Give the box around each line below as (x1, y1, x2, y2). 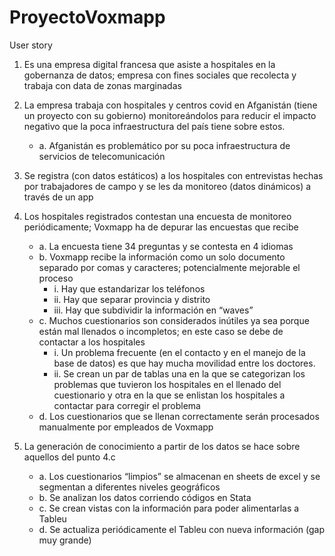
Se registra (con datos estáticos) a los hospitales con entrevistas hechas (23, 169, 324, 181)
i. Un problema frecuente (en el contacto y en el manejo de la (53, 346, 306, 358)
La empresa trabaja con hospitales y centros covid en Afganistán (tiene (23, 99, 318, 111)
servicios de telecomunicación (38, 150, 166, 162)
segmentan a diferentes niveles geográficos (38, 481, 221, 493)
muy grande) (38, 534, 92, 546)
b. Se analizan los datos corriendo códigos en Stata (38, 491, 252, 503)
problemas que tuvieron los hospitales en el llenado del (53, 378, 282, 390)
